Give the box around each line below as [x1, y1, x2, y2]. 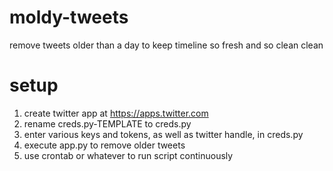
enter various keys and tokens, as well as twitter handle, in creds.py [23, 128, 304, 140]
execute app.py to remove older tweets [23, 139, 186, 151]
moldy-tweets [9, 6, 129, 29]
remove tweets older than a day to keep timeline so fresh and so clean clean [9, 39, 324, 51]
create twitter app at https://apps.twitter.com [23, 107, 209, 119]
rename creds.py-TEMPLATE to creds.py [23, 117, 192, 130]
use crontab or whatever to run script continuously [23, 149, 234, 161]
